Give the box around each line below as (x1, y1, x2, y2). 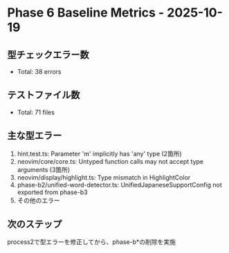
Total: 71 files (17, 108, 55, 116)
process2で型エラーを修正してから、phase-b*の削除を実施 (7, 238, 176, 246)
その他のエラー (17, 196, 60, 205)
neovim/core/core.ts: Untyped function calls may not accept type (17, 157, 204, 165)
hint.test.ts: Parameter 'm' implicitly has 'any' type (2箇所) (17, 149, 182, 158)
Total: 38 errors (17, 68, 62, 75)
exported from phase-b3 (17, 188, 88, 196)
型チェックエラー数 (7, 48, 89, 60)
